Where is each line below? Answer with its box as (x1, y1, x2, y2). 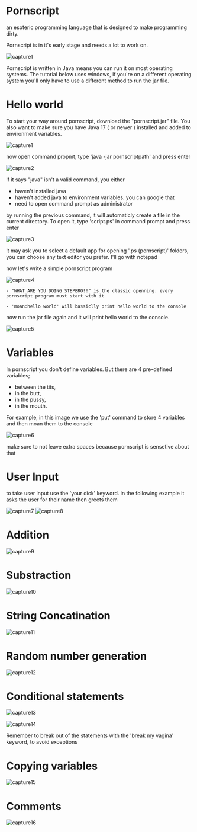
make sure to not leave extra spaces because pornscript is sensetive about (6, 443, 189, 450)
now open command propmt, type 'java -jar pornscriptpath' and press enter (6, 153, 191, 160)
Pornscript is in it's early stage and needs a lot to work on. (6, 41, 148, 49)
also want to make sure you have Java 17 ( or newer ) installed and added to (6, 123, 191, 131)
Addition (6, 528, 49, 542)
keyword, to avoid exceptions (6, 738, 78, 745)
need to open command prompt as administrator (14, 200, 133, 207)
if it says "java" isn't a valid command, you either (6, 176, 125, 183)
